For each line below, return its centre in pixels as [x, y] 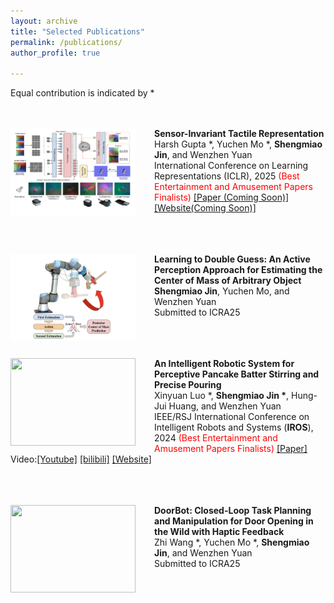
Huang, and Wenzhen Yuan [225, 406]
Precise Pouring [188, 385]
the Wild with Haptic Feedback [219, 532]
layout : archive [44, 21]
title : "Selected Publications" [77, 31]
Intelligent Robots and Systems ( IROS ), [234, 427]
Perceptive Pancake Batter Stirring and [237, 374]
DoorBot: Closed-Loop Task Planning [233, 511]
